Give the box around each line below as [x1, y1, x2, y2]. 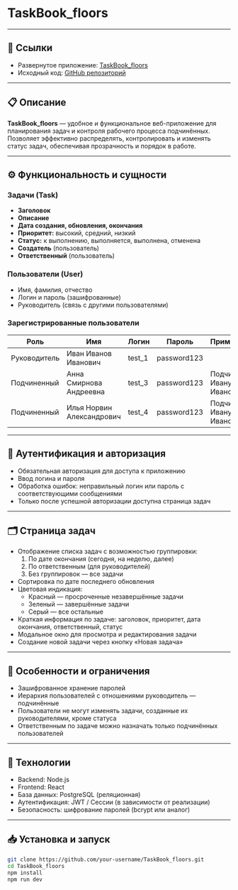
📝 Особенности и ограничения [7, 665, 150, 677]
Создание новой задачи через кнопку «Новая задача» [17, 638, 183, 646]
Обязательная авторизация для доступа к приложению [17, 467, 186, 475]
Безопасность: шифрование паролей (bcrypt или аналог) [17, 805, 191, 814]
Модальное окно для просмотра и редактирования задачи [17, 630, 197, 639]
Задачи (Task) [7, 190, 59, 200]
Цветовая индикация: [17, 585, 83, 594]
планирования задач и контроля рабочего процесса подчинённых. [7, 126, 210, 135]
